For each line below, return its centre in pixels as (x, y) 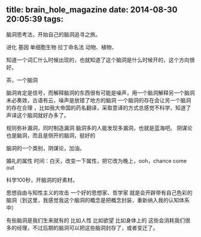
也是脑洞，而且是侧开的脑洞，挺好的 (51, 135)
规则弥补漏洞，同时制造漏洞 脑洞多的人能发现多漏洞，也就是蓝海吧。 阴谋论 (99, 127)
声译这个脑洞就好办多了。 (38, 115)
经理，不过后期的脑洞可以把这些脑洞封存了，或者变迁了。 (87, 227)
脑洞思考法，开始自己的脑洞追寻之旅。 (53, 34)
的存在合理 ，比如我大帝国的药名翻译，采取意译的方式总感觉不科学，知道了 (99, 108)
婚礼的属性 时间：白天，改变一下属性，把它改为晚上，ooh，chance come (97, 160)
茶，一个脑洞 (22, 80)
